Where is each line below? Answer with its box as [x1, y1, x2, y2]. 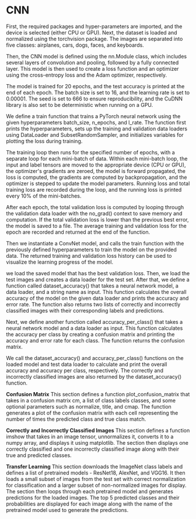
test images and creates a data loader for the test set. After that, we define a [6, 276, 190, 283]
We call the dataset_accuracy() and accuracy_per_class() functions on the [6, 354, 184, 361]
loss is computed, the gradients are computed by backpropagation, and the [6, 174, 187, 181]
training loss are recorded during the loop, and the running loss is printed [6, 186, 182, 193]
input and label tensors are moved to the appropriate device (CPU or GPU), [6, 161, 186, 168]
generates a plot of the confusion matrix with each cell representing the [6, 409, 178, 416]
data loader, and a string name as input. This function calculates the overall [6, 288, 187, 295]
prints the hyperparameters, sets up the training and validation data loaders [6, 125, 188, 132]
